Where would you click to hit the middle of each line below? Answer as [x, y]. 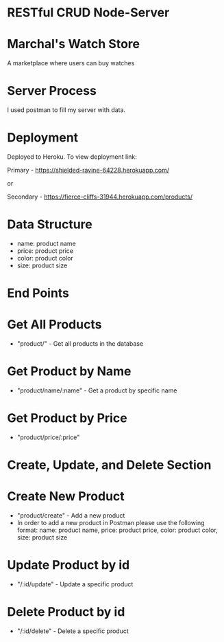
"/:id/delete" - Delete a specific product [73, 631]
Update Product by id [69, 565]
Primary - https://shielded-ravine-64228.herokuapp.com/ [88, 170]
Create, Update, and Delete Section [109, 465]
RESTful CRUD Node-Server [88, 13]
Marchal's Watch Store [74, 44]
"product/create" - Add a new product [71, 516]
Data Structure [50, 224]
